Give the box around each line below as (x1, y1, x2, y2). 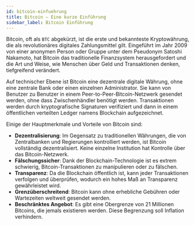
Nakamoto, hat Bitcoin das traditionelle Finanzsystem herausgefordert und (6, 54, 186, 62)
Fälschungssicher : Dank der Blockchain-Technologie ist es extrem (14, 157, 177, 164)
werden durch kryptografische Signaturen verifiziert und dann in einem (6, 103, 178, 110)
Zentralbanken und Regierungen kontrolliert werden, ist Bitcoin (14, 139, 166, 146)
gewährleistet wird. (14, 182, 62, 189)
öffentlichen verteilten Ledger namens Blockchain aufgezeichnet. (6, 109, 164, 116)
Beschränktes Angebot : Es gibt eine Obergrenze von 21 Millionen (14, 201, 174, 208)
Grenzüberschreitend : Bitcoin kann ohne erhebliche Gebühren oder (14, 189, 180, 196)
